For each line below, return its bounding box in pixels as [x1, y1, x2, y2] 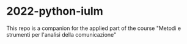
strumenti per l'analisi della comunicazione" [6, 31, 117, 38]
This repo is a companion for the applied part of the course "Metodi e [6, 24, 182, 32]
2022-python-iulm [6, 4, 103, 18]
